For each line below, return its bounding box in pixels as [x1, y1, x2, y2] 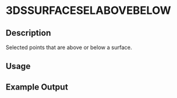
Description [5, 28, 51, 38]
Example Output [5, 82, 68, 92]
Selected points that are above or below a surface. [5, 44, 132, 51]
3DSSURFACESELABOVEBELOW [5, 4, 172, 18]
